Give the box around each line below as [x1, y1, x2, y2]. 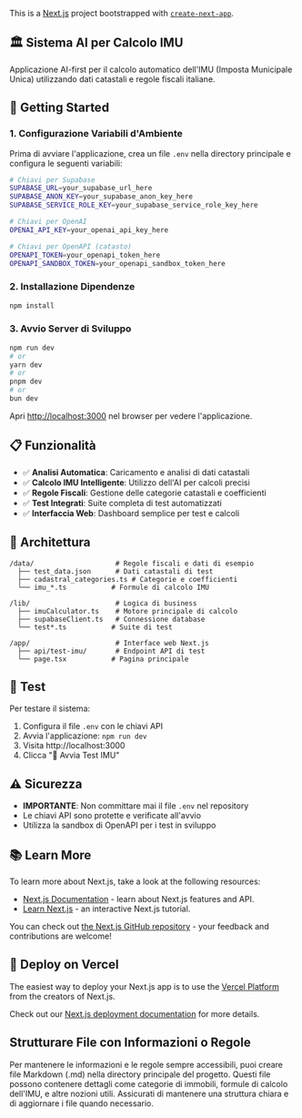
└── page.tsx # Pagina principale [17, 655, 189, 664]
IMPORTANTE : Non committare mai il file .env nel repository [22, 800, 249, 811]
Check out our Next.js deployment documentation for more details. [9, 1008, 260, 1019]
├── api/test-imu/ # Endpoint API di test [17, 646, 206, 656]
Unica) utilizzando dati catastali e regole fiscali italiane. [9, 73, 216, 85]
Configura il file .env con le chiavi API [22, 721, 164, 732]
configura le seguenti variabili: [9, 158, 123, 168]
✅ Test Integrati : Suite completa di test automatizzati [22, 497, 223, 508]
